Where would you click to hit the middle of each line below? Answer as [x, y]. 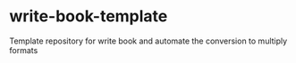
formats [24, 50]
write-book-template [89, 16]
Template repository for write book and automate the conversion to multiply [148, 41]
